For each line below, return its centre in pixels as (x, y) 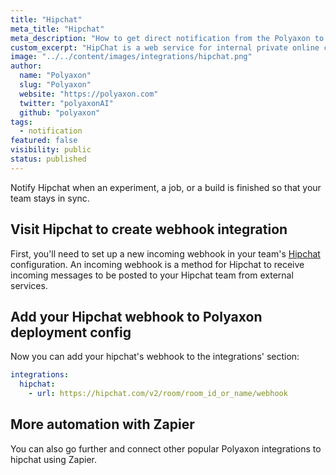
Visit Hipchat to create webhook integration (149, 229)
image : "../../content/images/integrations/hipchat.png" (131, 57)
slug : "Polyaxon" (55, 85)
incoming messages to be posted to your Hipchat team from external (152, 275)
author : (26, 66)
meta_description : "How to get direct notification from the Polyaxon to (167, 38)
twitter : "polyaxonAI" (66, 103)
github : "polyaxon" (60, 112)
